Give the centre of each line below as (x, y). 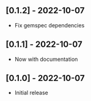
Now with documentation (46, 59)
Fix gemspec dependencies (49, 25)
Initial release (31, 93)
